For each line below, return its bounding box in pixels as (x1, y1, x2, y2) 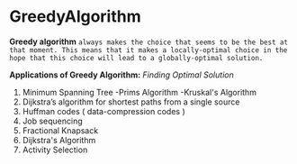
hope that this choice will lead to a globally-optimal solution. (9, 53, 264, 62)
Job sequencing (22, 115, 83, 126)
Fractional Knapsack (22, 124, 99, 136)
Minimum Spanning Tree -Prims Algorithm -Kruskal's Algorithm (22, 87, 256, 97)
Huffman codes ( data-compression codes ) (22, 105, 186, 116)
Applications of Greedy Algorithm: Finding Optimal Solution (9, 69, 234, 80)
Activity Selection (22, 144, 88, 155)
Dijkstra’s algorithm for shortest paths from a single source (22, 96, 240, 107)
